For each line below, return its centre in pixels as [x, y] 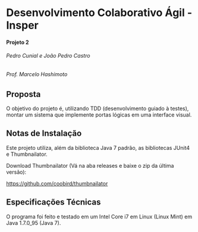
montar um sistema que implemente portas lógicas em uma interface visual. [99, 115]
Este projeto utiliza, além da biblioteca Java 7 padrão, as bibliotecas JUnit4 [98, 148]
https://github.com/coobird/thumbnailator [57, 183]
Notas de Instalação [44, 134]
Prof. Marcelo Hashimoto [37, 74]
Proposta [23, 94]
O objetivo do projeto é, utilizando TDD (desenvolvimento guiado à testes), [98, 109]
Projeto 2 [18, 42]
